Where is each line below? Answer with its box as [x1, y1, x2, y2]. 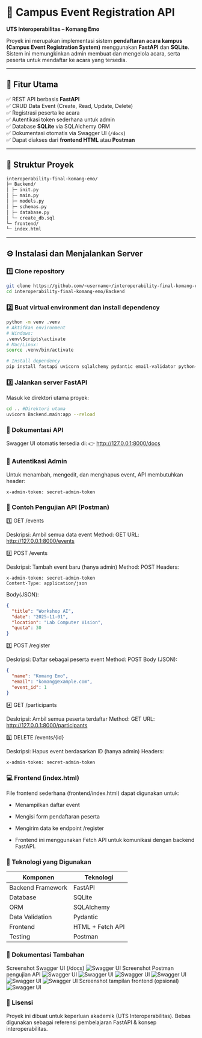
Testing [9, 932, 31, 941]
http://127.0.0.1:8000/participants [6, 721, 88, 729]
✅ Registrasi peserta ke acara [6, 109, 80, 116]
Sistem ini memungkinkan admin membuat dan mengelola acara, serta [6, 49, 180, 57]
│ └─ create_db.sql [6, 215, 55, 221]
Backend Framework [9, 884, 68, 892]
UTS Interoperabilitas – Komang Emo [6, 25, 100, 33]
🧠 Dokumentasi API [6, 426, 64, 434]
